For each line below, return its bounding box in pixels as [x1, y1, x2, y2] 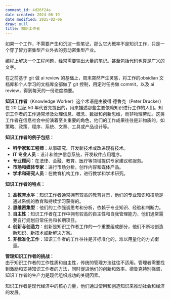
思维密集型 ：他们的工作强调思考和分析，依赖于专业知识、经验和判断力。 [12, 204, 163, 210]
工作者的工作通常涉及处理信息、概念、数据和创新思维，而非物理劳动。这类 [9, 111, 165, 117]
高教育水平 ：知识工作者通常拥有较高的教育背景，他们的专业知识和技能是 [12, 192, 163, 198]
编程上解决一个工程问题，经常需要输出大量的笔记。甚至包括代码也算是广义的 [5, 58, 165, 64]
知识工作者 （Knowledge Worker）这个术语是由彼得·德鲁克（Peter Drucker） [5, 98, 164, 104]
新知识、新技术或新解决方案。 [12, 230, 75, 236]
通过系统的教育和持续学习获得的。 [12, 198, 84, 204]
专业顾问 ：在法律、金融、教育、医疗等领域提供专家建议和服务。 [12, 158, 146, 164]
